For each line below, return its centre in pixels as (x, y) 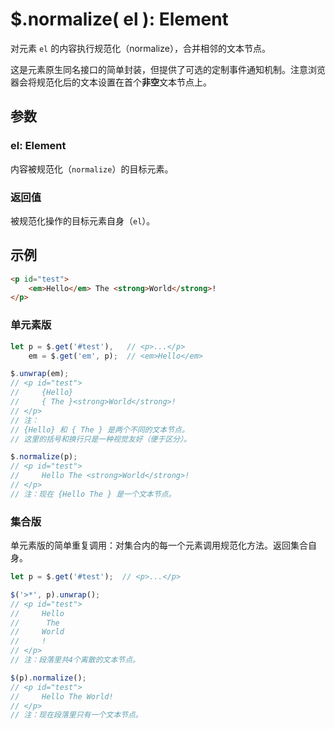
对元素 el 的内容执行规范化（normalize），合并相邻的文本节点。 (140, 48)
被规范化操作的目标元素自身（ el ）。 (83, 220)
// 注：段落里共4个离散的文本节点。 (75, 660)
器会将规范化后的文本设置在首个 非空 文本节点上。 (111, 82)
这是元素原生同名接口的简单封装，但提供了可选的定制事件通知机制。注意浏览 (168, 69)
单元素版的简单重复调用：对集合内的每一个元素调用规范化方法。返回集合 (159, 545)
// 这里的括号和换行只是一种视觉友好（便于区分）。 (101, 439)
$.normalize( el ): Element (119, 19)
